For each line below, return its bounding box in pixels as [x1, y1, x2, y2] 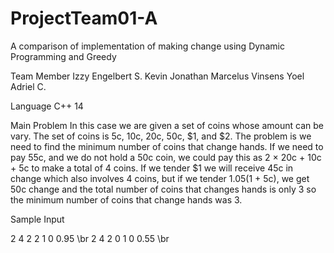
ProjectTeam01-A [10, 7, 158, 30]
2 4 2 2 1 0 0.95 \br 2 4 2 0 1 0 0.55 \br [10, 232, 170, 244]
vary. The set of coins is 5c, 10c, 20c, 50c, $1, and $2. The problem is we [10, 130, 312, 142]
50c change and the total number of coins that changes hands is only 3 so [10, 183, 317, 195]
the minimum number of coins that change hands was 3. [10, 193, 243, 206]
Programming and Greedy [10, 50, 117, 62]
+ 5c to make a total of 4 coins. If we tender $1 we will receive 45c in [10, 162, 294, 174]
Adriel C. [10, 80, 47, 92]
